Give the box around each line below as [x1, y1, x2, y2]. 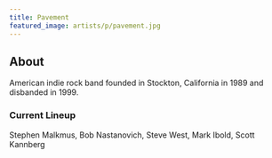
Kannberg [9, 138, 46, 149]
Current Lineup [9, 109, 76, 122]
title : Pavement [9, 12, 69, 22]
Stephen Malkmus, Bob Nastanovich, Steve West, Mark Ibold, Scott [9, 130, 255, 140]
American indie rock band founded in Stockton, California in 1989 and [9, 77, 264, 89]
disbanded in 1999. [9, 87, 79, 98]
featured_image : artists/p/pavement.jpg [9, 21, 162, 30]
